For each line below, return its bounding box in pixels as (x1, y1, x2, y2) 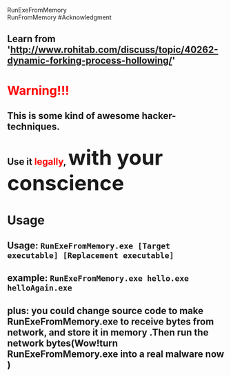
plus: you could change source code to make (7, 304, 204, 317)
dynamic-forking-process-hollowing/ (7, 55, 172, 66)
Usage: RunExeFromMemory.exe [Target (7, 239, 170, 251)
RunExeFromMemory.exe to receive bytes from (7, 315, 214, 327)
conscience (7, 169, 125, 196)
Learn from (7, 33, 56, 45)
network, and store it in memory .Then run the (7, 327, 209, 338)
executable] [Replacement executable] (7, 250, 174, 260)
